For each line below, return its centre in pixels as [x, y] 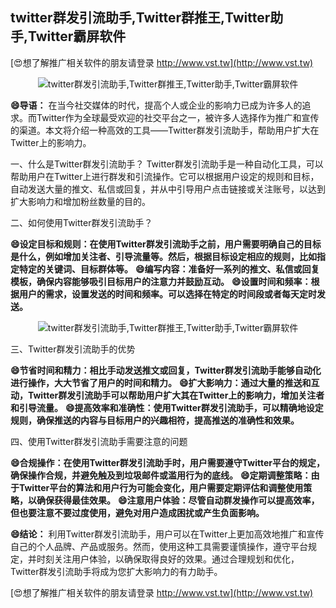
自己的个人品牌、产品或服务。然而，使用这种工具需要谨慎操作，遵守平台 [159, 546]
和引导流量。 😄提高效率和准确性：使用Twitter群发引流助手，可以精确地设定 [167, 407]
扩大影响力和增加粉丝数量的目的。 [80, 201]
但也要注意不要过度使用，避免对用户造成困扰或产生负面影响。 [137, 512]
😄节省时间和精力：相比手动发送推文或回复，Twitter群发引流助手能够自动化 [166, 370]
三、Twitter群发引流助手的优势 [73, 349]
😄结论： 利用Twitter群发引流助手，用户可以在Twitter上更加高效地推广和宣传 [167, 534]
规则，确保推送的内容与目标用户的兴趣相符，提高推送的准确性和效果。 [155, 420]
